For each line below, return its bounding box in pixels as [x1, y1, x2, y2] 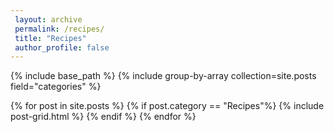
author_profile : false [14, 42, 110, 53]
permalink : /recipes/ [14, 24, 105, 34]
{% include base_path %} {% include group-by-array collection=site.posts [10, 70, 317, 82]
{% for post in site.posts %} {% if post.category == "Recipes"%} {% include [10, 100, 325, 112]
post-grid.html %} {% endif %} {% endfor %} [10, 111, 197, 123]
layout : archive [14, 14, 83, 25]
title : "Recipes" [14, 33, 87, 43]
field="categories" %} [10, 81, 102, 93]
